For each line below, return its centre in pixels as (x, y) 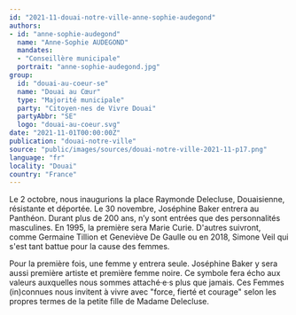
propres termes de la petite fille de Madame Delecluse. (109, 302)
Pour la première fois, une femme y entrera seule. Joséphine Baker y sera (144, 264)
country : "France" (43, 174)
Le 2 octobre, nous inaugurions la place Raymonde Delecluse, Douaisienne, (147, 200)
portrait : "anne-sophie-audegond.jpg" (89, 67)
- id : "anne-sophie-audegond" (65, 34)
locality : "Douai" (43, 166)
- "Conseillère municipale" (69, 59)
